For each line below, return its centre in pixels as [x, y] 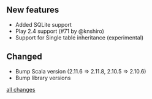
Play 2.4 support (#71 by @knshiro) [59, 31]
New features [33, 10]
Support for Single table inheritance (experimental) [79, 37]
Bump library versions [43, 78]
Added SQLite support [44, 24]
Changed [24, 57]
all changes [21, 89]
